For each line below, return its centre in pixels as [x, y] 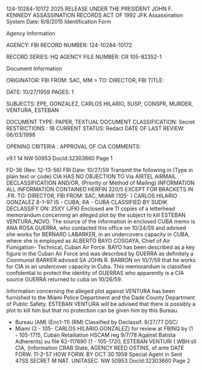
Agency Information [31, 33]
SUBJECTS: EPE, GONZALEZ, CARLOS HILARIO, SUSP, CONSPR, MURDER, [100, 104]
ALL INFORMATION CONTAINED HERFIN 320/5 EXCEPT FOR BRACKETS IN [100, 189]
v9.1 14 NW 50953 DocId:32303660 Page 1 [59, 158]
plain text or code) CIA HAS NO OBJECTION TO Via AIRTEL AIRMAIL [91, 176]
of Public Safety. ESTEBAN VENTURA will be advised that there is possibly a [101, 304]
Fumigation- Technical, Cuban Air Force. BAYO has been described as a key [100, 247]
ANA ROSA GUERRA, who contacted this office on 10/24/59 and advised [96, 228]
